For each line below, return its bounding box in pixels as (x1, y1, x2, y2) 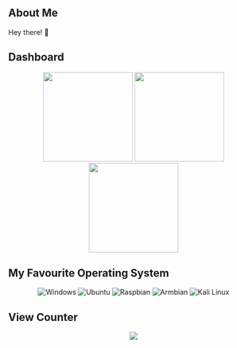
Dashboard (8, 51, 64, 64)
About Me (8, 6, 58, 20)
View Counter (8, 310, 78, 324)
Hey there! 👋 (8, 27, 49, 37)
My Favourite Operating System (8, 266, 169, 280)
